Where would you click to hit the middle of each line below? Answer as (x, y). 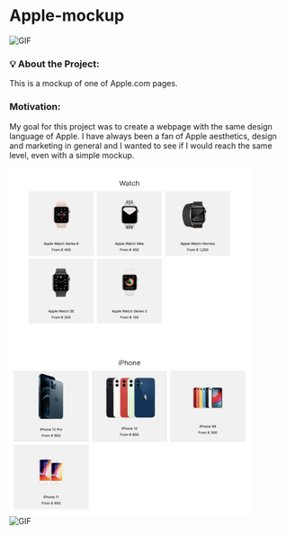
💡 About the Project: (54, 64)
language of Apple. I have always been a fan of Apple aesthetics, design (143, 136)
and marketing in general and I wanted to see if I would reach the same (141, 146)
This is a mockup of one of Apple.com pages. (94, 84)
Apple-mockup (67, 16)
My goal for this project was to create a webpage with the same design (141, 126)
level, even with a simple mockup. (72, 155)
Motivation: (35, 107)
